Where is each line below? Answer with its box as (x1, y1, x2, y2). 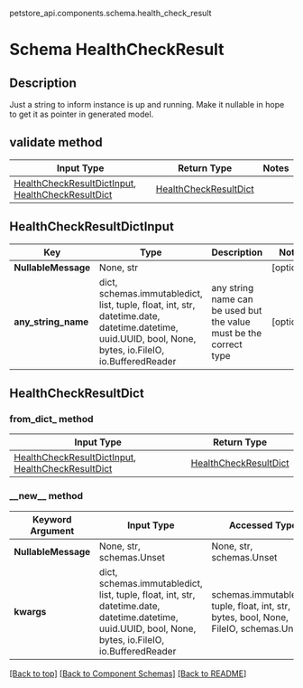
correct (211, 338, 243, 351)
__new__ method (9, 490, 84, 503)
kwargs (14, 605, 47, 617)
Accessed (228, 519, 273, 532)
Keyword (32, 513, 72, 525)
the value (211, 316, 251, 328)
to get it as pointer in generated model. (9, 108, 154, 119)
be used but (211, 304, 262, 316)
